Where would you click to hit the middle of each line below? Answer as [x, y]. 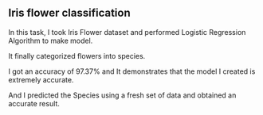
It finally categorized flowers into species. [77, 56]
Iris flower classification [69, 13]
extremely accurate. [41, 79]
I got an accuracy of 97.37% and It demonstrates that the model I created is [132, 71]
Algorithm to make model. [51, 40]
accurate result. [34, 103]
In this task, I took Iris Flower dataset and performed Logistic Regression [127, 32]
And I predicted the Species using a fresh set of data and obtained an [122, 95]
